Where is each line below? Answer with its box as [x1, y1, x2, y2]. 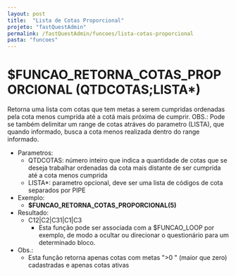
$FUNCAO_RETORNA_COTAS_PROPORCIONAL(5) [27, 201, 177, 210]
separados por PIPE [27, 186, 86, 194]
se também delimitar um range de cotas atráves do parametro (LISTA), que [7, 120, 225, 129]
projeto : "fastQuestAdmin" [7, 23, 87, 30]
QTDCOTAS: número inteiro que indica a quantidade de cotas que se [27, 156, 228, 165]
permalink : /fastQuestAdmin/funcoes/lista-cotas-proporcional [7, 30, 194, 37]
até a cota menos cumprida [27, 171, 108, 180]
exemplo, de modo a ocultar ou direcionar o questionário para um [38, 231, 229, 239]
